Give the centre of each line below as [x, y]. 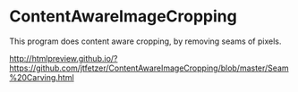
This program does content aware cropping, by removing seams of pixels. [145, 41]
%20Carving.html [42, 77]
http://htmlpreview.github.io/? [64, 58]
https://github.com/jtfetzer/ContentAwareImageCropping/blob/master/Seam [149, 68]
